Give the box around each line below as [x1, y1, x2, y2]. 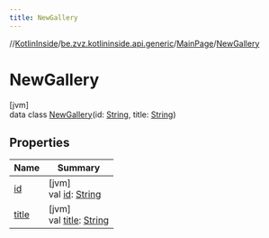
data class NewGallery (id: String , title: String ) [9, 109, 177, 120]
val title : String [48, 214, 110, 226]
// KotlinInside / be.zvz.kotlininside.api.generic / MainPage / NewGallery [9, 38, 260, 49]
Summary [57, 161, 101, 174]
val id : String [48, 188, 102, 201]
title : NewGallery [9, 13, 78, 23]
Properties [9, 134, 70, 150]
